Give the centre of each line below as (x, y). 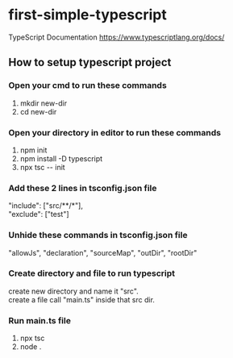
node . (31, 347)
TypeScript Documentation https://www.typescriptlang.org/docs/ (116, 37)
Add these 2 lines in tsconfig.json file (83, 188)
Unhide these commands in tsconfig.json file (98, 235)
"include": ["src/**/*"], (46, 206)
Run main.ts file (40, 320)
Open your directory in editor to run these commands (115, 132)
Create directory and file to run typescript (92, 273)
